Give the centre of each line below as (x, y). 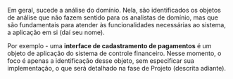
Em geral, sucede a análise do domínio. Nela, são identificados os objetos (114, 10)
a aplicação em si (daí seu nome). (56, 32)
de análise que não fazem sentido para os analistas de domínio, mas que (113, 17)
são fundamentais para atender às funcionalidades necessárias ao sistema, (117, 25)
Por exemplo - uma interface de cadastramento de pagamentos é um (109, 46)
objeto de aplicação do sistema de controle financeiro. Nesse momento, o (114, 53)
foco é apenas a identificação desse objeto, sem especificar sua (101, 61)
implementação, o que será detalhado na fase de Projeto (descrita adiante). (117, 68)
